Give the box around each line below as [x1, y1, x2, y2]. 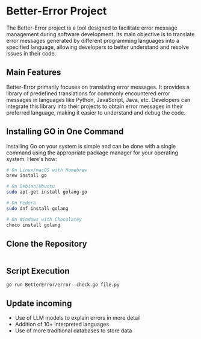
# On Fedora [6, 200, 36, 206]
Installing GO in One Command [6, 127, 124, 137]
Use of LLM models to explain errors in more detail [14, 314, 141, 321]
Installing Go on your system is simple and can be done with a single [6, 142, 176, 150]
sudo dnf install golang [6, 205, 69, 212]
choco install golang [6, 222, 61, 228]
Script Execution [6, 265, 70, 276]
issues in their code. [6, 49, 57, 57]
